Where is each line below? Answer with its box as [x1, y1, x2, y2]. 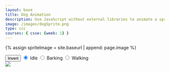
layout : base [5, 7, 33, 13]
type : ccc [5, 26, 26, 31]
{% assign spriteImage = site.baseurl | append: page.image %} [5, 45, 137, 50]
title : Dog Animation [5, 12, 51, 17]
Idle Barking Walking [30, 55, 89, 61]
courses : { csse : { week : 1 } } [5, 31, 69, 36]
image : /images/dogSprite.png [5, 21, 69, 27]
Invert [8, 56, 19, 61]
